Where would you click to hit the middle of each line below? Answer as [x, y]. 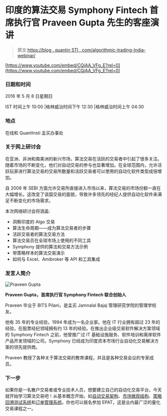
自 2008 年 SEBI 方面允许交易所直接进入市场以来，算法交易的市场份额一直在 [83, 188]
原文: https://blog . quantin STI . [49, 50]
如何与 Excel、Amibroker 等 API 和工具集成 [56, 259]
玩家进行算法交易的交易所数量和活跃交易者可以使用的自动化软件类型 [79, 171]
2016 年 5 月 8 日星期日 [29, 96]
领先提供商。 [27, 347]
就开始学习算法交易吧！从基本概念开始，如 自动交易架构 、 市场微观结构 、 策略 [83, 396]
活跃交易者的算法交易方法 [39, 234]
